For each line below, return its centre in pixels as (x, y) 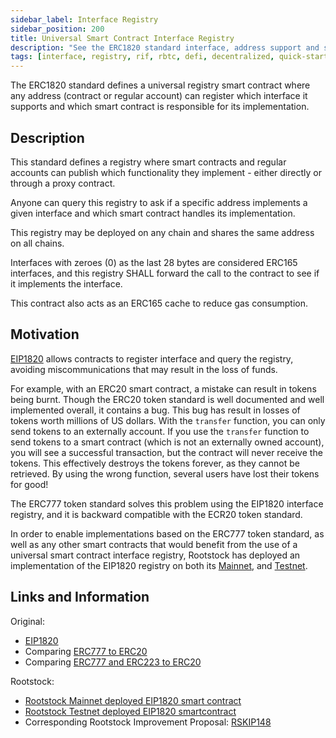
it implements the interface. (66, 283)
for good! (29, 484)
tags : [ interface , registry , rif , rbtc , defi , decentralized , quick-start (169, 57)
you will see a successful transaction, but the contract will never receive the (166, 452)
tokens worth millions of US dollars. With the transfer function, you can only (168, 420)
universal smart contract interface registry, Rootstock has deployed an (155, 555)
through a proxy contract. (63, 183)
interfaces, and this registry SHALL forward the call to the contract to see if (165, 273)
